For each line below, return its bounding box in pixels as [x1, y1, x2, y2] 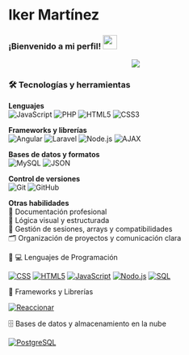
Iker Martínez [8, 6, 99, 24]
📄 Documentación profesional [8, 207, 107, 216]
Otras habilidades [8, 198, 69, 207]
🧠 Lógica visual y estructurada [8, 215, 110, 225]
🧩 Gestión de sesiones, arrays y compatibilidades [8, 224, 173, 233]
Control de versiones [8, 173, 81, 183]
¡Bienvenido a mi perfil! [8, 41, 102, 52]
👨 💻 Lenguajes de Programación [8, 252, 119, 262]
